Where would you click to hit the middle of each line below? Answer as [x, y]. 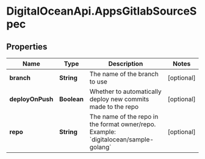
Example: [103, 132]
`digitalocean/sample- [122, 140]
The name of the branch [124, 74]
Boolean [71, 99]
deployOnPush [31, 99]
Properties [27, 47]
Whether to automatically [125, 91]
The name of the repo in [124, 117]
